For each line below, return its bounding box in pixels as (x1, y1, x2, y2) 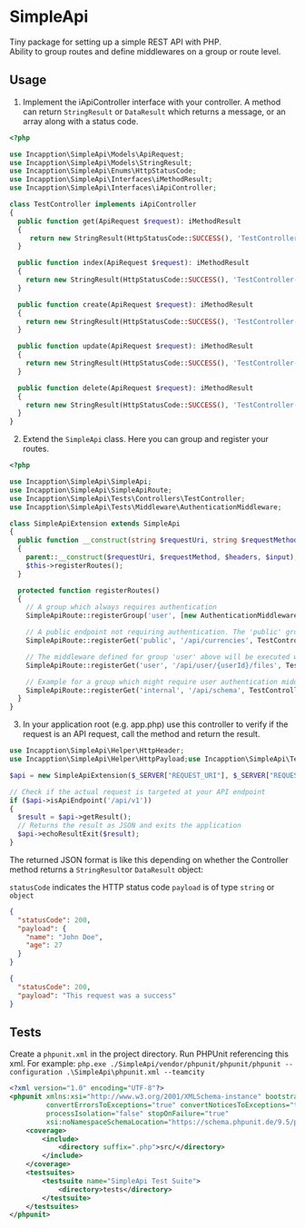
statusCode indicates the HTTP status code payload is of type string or (9, 881, 275, 892)
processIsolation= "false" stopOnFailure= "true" (45, 1109, 230, 1118)
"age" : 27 (25, 941, 64, 950)
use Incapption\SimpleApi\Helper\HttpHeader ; (9, 746, 184, 755)
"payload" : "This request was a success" (17, 991, 177, 1000)
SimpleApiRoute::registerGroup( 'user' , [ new (25, 611, 197, 621)
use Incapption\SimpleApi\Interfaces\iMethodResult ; (9, 175, 213, 184)
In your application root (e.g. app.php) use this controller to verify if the (22, 719, 289, 730)
